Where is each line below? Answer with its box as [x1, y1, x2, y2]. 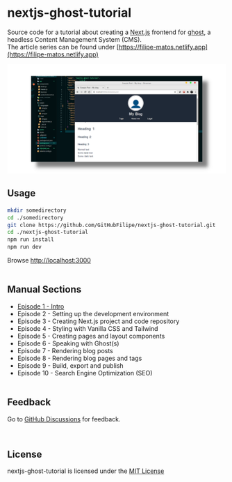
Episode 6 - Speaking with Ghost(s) [17, 339, 119, 348]
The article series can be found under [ [7, 42, 119, 51]
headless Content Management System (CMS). [7, 35, 142, 43]
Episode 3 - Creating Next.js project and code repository [17, 317, 180, 325]
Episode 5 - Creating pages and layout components [17, 332, 165, 340]
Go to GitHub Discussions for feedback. [7, 414, 121, 423]
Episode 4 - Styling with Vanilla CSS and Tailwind [17, 324, 158, 332]
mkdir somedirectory [7, 207, 67, 214]
